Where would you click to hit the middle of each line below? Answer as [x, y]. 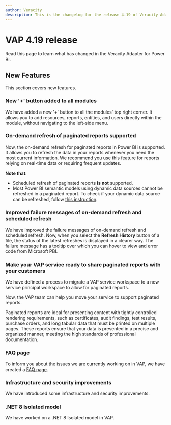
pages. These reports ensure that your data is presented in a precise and [82, 329]
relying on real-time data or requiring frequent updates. [63, 163]
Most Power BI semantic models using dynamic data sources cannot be [88, 188]
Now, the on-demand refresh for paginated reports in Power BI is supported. [85, 147]
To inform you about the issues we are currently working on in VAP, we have [85, 364]
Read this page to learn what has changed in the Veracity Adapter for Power [85, 54]
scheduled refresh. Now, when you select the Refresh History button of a [82, 235]
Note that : [16, 173]
